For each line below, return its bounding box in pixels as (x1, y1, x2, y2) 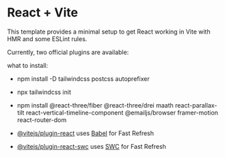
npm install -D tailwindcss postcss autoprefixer (16, 74, 150, 83)
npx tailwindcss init (16, 88, 72, 96)
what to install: (7, 61, 49, 69)
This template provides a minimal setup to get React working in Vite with (7, 27, 211, 36)
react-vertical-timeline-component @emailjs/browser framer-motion (25, 108, 219, 117)
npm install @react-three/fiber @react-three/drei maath (16, 101, 174, 109)
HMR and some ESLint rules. (7, 34, 88, 43)
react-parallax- (174, 101, 217, 109)
